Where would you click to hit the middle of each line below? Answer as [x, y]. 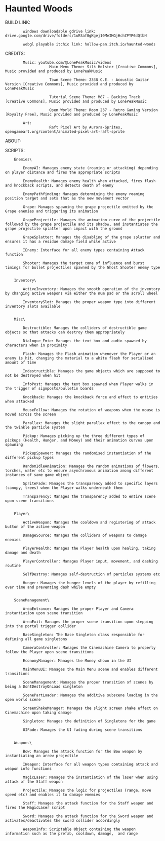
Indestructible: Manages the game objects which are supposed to [92, 371]
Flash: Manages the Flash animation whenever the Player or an [89, 354]
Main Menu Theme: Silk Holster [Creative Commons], [103, 67]
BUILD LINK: [18, 22]
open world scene [23, 699]
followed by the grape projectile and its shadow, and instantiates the [82, 224]
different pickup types [30, 457]
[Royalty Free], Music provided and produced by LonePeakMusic [72, 114]
